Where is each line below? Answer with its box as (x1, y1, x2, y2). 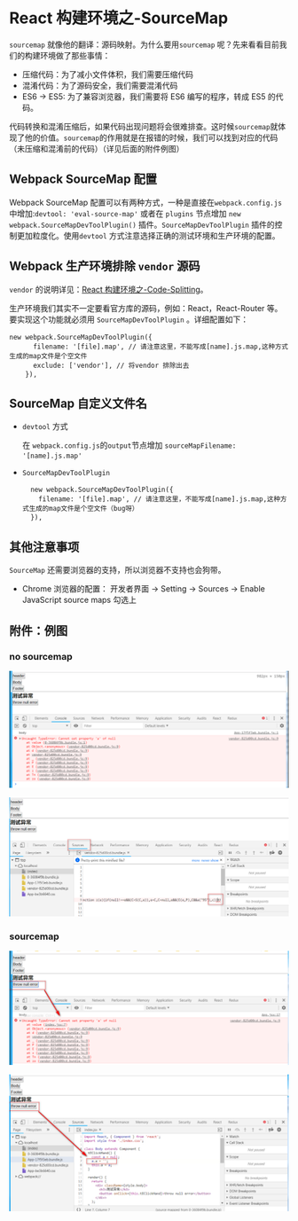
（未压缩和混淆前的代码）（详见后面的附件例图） (9, 143, 184, 153)
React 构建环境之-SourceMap (9, 8, 229, 28)
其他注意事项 (9, 539, 80, 554)
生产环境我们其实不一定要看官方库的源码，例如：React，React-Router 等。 (9, 302, 283, 313)
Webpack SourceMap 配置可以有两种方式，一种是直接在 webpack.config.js (9, 197, 282, 207)
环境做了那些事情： (39, 50, 111, 60)
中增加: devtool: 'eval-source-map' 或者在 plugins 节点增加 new (9, 207, 241, 218)
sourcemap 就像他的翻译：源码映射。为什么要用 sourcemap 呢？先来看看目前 (9, 39, 279, 50)
